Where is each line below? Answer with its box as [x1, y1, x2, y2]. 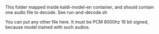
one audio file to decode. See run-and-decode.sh [5, 9, 107, 15]
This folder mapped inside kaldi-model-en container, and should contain [5, 4, 154, 10]
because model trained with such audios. [5, 24, 90, 30]
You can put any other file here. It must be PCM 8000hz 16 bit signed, [5, 19, 149, 25]
